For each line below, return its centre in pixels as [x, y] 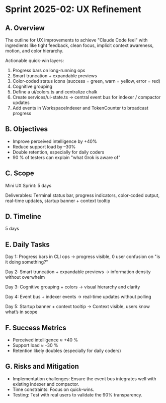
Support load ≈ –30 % [35, 345]
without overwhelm [25, 277]
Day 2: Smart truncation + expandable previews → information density [78, 272]
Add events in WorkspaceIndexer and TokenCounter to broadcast [80, 108]
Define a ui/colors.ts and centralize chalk [55, 92]
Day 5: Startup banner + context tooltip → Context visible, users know [77, 307]
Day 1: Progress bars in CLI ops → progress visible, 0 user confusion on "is [83, 257]
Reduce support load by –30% [44, 146]
